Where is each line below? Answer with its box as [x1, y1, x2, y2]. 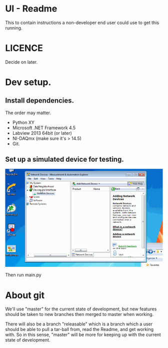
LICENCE [5, 43, 43, 54]
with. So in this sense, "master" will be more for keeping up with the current [5, 331, 161, 338]
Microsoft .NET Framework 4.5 [12, 125, 76, 131]
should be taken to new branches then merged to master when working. [5, 311, 154, 317]
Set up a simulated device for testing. [5, 155, 124, 164]
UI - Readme [5, 3, 57, 15]
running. [5, 25, 22, 31]
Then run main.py [5, 272, 41, 278]
